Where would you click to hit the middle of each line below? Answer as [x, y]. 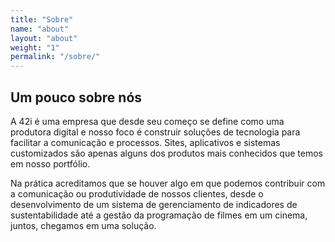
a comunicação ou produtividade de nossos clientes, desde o [137, 193]
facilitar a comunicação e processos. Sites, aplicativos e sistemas [145, 142]
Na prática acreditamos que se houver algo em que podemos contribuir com [168, 183]
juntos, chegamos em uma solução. [83, 225]
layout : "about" [44, 38]
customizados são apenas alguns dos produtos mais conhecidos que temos [166, 153]
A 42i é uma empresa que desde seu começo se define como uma [147, 121]
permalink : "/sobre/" [55, 57]
